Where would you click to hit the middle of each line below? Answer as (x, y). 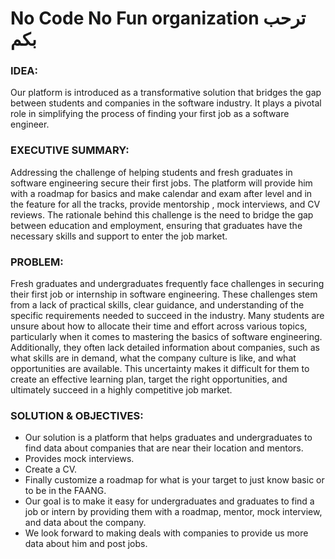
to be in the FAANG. (65, 491)
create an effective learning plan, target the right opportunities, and (149, 379)
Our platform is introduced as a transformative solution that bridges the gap (166, 93)
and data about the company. (85, 523)
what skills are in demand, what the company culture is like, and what (153, 358)
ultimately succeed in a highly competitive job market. (121, 390)
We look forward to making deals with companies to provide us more (166, 533)
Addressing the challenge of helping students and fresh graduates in (151, 172)
